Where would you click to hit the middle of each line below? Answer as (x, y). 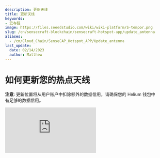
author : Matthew (26, 55)
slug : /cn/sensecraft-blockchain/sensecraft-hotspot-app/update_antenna (80, 32)
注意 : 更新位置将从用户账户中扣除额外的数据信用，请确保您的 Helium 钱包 (78, 95)
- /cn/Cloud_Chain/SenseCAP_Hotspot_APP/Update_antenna (67, 41)
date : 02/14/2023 (27, 50)
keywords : (15, 18)
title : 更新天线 (20, 14)
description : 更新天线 (26, 9)
